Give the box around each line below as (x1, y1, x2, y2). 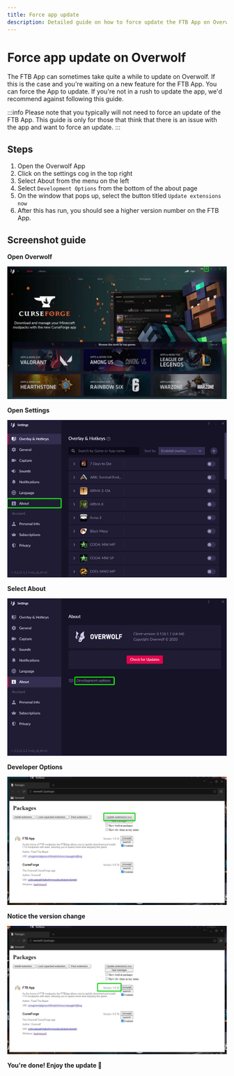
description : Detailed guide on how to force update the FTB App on (7, 18, 210, 26)
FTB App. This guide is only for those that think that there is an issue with (7, 116, 217, 124)
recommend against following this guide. (7, 95, 124, 103)
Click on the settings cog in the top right (17, 170, 133, 178)
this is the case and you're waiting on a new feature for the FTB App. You (7, 80, 217, 89)
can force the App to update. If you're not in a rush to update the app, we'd (7, 87, 223, 96)
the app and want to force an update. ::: (7, 123, 120, 132)
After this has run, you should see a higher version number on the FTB (17, 207, 219, 215)
